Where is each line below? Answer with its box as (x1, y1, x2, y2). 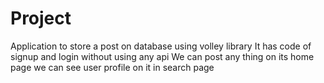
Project (10, 7, 72, 30)
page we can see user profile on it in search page (10, 61, 215, 73)
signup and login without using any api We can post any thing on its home (10, 50, 315, 62)
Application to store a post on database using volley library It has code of (10, 40, 312, 52)
